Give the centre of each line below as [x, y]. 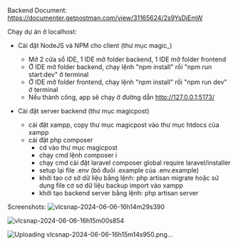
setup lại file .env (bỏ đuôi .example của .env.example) [119, 170]
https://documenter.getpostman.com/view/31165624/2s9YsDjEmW [105, 18]
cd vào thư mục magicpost [78, 148]
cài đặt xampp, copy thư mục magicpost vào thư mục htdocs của [124, 125]
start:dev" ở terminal [58, 75]
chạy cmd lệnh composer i [78, 155]
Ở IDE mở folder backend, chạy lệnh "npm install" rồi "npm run [120, 67]
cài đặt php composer [61, 140]
